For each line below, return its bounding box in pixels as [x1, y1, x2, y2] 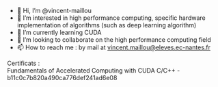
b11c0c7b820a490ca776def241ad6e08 [7, 74, 118, 82]
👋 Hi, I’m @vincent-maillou [16, 7, 92, 14]
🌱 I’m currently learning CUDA [16, 28, 102, 36]
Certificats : [7, 59, 40, 67]
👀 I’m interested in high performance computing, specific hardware [16, 14, 206, 22]
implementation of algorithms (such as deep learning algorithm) [16, 21, 197, 29]
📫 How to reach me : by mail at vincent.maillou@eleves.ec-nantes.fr [16, 43, 210, 51]
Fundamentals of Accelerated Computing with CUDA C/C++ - [7, 66, 180, 75]
